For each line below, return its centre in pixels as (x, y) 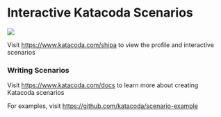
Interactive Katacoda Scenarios (100, 13)
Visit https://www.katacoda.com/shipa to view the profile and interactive (110, 45)
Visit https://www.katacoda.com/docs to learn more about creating (103, 85)
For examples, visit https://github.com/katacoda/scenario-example (103, 106)
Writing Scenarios (38, 70)
